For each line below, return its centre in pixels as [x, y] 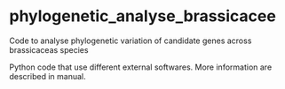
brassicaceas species [49, 49]
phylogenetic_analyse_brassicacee [143, 16]
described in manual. [47, 76]
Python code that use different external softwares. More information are [141, 67]
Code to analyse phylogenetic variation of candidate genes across [131, 41]
